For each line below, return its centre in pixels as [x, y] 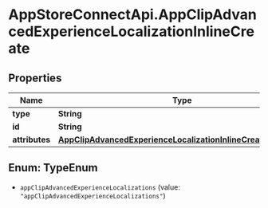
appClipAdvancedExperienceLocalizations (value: [100, 187]
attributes [31, 139]
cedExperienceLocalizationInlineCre [132, 31]
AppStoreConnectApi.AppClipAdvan [132, 15]
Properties [35, 78]
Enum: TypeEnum [53, 168]
